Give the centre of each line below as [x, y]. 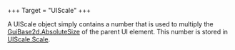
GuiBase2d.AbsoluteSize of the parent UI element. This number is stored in [118, 32]
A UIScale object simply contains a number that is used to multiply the [110, 24]
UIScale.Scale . [29, 39]
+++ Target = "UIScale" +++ [49, 10]
